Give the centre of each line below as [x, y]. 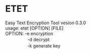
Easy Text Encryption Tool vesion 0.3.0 [46, 23]
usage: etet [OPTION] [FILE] [34, 28]
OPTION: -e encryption [29, 33]
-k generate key [44, 45]
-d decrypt [38, 39]
